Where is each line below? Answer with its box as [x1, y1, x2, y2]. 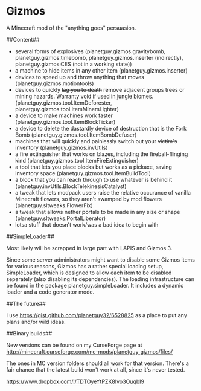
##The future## [6, 300, 46, 307]
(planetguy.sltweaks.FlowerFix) [14, 201, 94, 209]
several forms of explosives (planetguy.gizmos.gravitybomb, [14, 47, 166, 55]
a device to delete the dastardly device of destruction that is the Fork [14, 124, 187, 132]
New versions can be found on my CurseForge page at [6, 341, 143, 349]
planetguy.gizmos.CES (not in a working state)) [14, 60, 132, 68]
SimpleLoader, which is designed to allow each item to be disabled [6, 269, 172, 276]
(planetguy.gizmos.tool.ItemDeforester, [14, 99, 113, 106]
